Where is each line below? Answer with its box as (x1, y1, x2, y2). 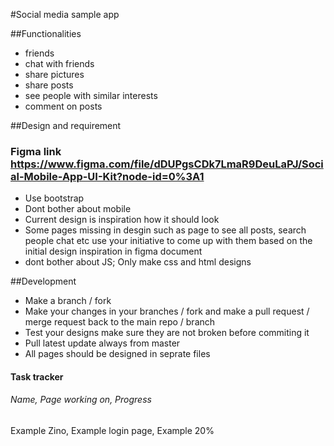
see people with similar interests (24, 90, 158, 101)
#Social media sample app (10, 9, 120, 20)
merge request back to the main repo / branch (24, 316, 216, 328)
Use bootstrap (24, 192, 85, 204)
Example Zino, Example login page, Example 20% (10, 425, 215, 437)
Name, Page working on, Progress (10, 394, 152, 406)
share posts (24, 79, 74, 91)
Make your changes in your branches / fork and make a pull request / (24, 305, 310, 318)
